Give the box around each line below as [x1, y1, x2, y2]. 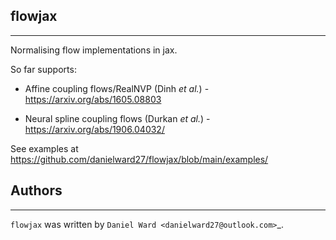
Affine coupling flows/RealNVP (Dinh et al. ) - [24, 82, 210, 94]
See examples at [10, 142, 79, 154]
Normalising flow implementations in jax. [10, 44, 178, 56]
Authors [10, 182, 63, 199]
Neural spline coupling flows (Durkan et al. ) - [24, 112, 211, 124]
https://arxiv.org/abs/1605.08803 [24, 93, 162, 105]
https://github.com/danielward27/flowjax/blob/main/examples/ [10, 153, 269, 165]
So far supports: [10, 63, 77, 75]
